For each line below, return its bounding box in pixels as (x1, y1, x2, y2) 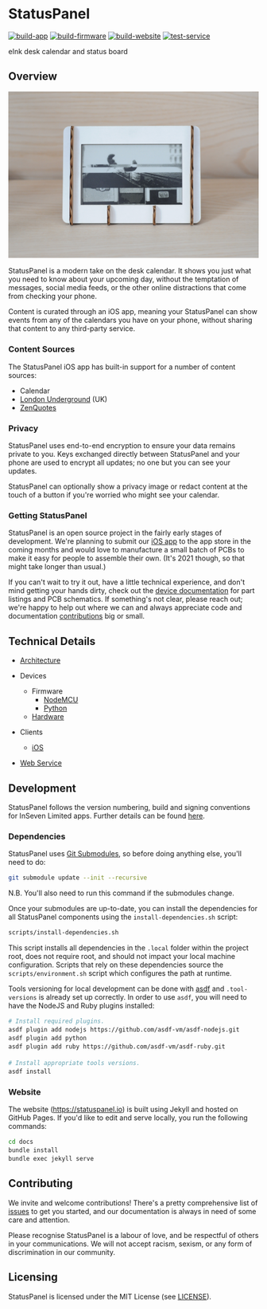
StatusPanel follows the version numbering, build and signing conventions (8, 802, 250, 812)
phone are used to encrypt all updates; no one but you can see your (8, 458, 230, 467)
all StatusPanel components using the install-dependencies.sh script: (8, 912, 238, 922)
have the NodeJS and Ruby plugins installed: (8, 1001, 155, 1010)
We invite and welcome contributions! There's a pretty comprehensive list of (8, 1197, 258, 1208)
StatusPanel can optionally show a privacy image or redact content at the (8, 482, 248, 491)
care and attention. (8, 1215, 70, 1224)
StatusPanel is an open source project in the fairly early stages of (8, 528, 222, 538)
